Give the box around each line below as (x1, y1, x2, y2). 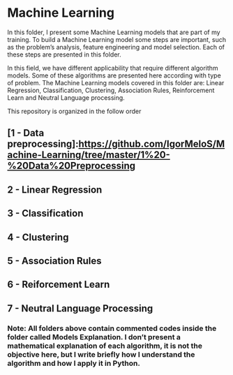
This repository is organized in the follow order (7, 107, 142, 115)
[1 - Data (7, 127, 45, 139)
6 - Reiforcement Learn (7, 279, 110, 291)
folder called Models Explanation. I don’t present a (7, 332, 181, 341)
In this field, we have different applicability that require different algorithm (7, 64, 218, 72)
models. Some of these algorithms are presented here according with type (7, 71, 221, 80)
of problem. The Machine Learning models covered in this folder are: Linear (7, 78, 225, 87)
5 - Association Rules (7, 255, 103, 267)
